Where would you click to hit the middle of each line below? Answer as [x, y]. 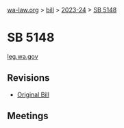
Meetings [28, 116]
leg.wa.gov [23, 56]
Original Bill [33, 94]
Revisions [28, 78]
